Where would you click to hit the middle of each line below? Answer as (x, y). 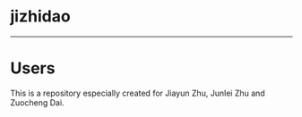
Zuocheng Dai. (38, 102)
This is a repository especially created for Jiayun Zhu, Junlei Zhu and (138, 93)
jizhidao (40, 17)
